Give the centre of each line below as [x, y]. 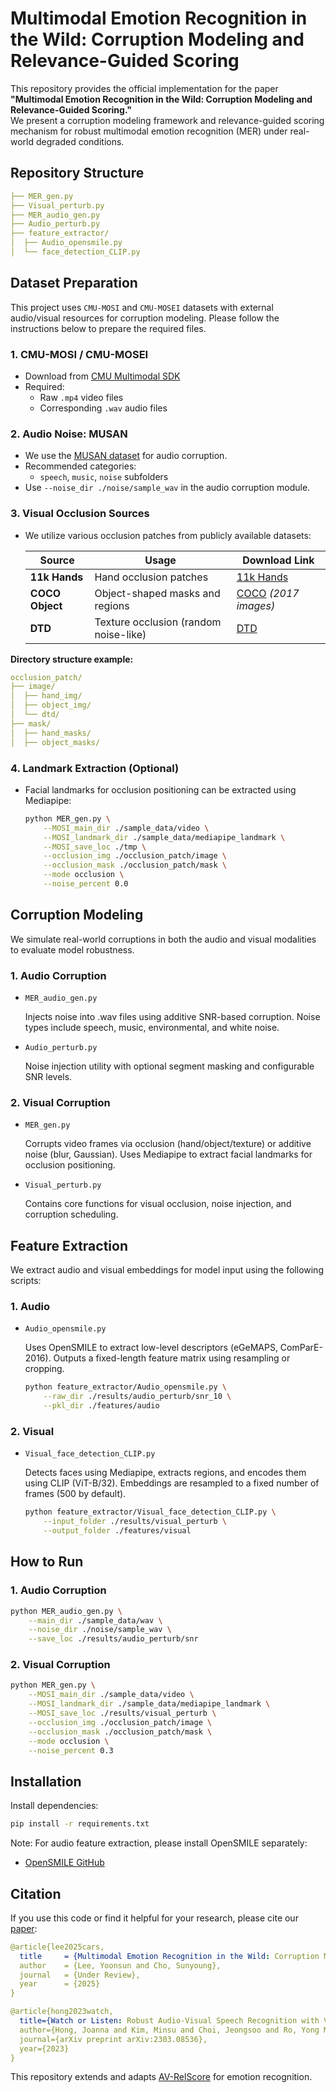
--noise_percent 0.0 [86, 884]
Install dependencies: [54, 1806]
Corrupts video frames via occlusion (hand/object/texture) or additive [168, 1144]
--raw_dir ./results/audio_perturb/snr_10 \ [137, 1397]
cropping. [44, 1369]
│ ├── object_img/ [51, 705]
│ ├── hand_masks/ [51, 733]
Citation [36, 1893]
